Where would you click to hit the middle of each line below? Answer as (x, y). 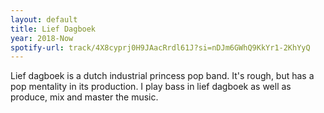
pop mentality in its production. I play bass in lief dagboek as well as (151, 87)
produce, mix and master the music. (84, 97)
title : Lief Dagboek (53, 29)
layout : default (44, 19)
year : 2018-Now (42, 38)
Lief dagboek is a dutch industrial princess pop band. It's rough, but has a (162, 76)
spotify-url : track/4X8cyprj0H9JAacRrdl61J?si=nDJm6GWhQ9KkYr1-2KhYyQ (160, 47)
